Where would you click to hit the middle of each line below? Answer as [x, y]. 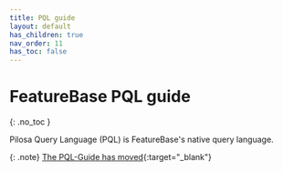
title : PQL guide [42, 18]
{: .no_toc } [30, 122]
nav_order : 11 [37, 43]
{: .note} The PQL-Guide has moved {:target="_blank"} [110, 157]
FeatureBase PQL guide [100, 97]
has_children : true [47, 35]
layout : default [40, 26]
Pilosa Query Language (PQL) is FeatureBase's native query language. [141, 140]
